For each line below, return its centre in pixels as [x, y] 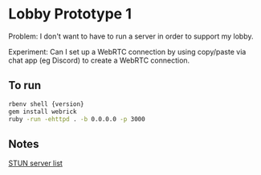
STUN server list [35, 163]
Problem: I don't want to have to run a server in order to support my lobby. [131, 36]
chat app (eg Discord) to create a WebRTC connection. [99, 60]
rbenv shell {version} [46, 104]
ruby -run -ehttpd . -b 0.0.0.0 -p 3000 [77, 119]
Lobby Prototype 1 [70, 14]
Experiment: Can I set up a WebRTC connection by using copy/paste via [127, 51]
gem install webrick [43, 112]
